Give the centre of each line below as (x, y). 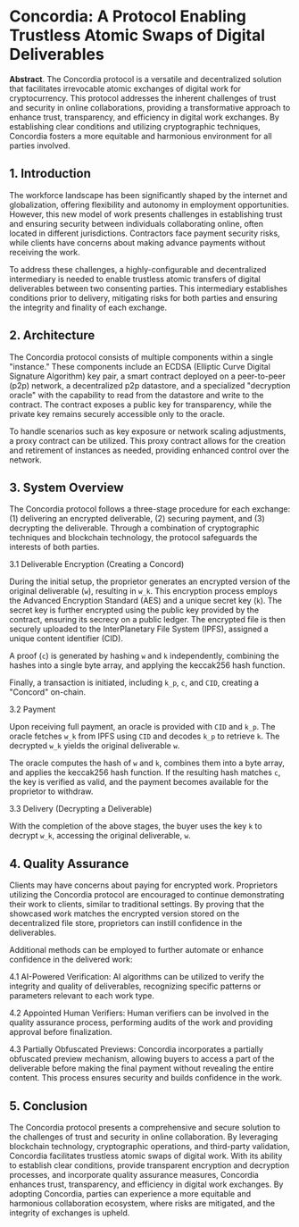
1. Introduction (50, 174)
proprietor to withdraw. (51, 791)
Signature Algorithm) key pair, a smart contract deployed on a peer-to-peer (147, 376)
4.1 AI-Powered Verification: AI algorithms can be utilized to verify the (137, 977)
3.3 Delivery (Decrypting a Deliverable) (81, 809)
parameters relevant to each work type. (82, 996)
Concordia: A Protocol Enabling (128, 17)
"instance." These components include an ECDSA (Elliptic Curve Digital (140, 366)
